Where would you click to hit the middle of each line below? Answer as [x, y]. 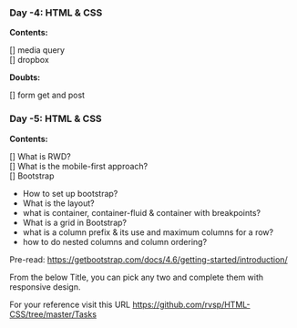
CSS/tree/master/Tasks [53, 314]
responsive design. [45, 287]
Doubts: [25, 77]
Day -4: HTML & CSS [56, 13]
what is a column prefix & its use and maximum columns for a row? [148, 232]
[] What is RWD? [40, 156]
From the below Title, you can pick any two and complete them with [137, 277]
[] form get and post [47, 95]
